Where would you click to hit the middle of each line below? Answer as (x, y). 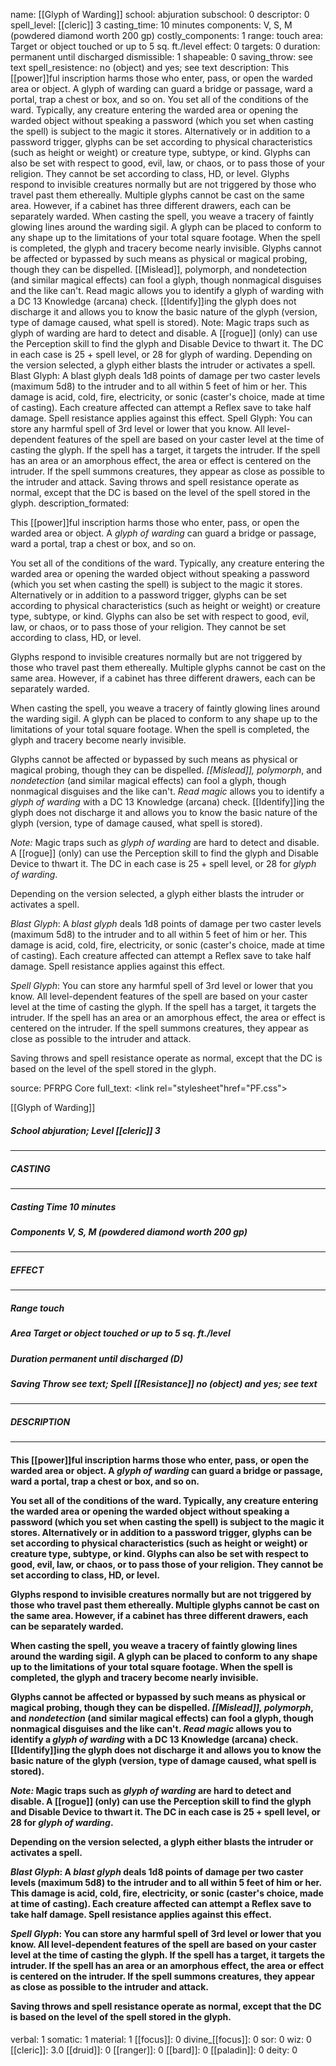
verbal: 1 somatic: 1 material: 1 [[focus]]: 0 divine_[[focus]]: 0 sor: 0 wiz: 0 (161, 2039)
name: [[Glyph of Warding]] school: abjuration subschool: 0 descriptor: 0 (160, 14)
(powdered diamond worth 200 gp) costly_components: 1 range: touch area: (167, 35)
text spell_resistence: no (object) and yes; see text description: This (150, 67)
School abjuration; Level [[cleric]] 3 (85, 1130)
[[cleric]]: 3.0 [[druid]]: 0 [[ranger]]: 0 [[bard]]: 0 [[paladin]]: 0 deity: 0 (154, 2050)
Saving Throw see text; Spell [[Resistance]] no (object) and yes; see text (164, 1383)
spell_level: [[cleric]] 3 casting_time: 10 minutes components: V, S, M (151, 25)
